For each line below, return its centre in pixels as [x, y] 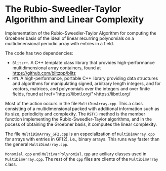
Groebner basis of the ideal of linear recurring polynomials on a [70, 38]
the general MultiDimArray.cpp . [37, 144]
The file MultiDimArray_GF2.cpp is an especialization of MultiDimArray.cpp [80, 134]
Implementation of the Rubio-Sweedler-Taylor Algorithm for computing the [81, 33]
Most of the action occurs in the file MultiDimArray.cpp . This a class [74, 103]
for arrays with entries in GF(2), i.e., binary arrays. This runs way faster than [82, 139]
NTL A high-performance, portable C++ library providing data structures [85, 78]
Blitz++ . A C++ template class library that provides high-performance [83, 62]
